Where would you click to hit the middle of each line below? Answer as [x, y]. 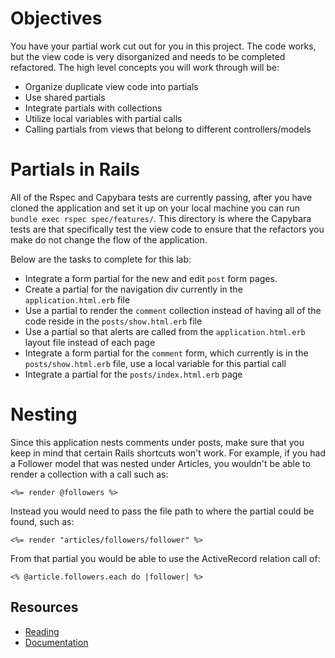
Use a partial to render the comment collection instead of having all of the [173, 310]
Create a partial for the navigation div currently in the [133, 289]
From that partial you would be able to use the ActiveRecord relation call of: [165, 558]
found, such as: [42, 521]
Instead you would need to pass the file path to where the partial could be [162, 511]
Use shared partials [65, 97]
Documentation [56, 642]
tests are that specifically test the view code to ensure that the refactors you [167, 229]
